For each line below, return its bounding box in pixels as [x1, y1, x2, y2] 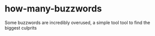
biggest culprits [4, 24, 37, 30]
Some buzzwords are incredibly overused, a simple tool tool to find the [4, 19, 150, 25]
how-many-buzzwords [4, 3, 102, 14]
